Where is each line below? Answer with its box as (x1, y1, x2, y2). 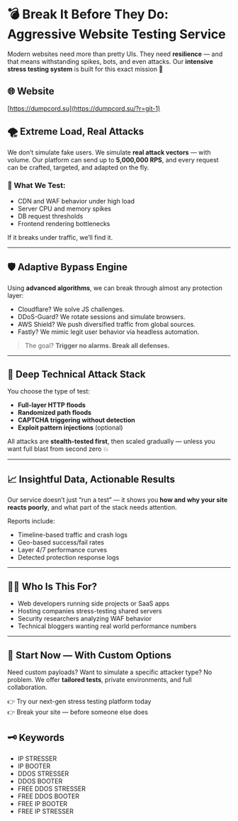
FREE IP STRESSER (17, 807, 74, 815)
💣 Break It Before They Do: (7, 6, 169, 23)
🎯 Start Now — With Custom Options (7, 649, 172, 661)
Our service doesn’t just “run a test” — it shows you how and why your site (7, 496, 228, 504)
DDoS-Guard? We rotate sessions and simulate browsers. (17, 312, 186, 320)
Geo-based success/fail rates (17, 538, 105, 547)
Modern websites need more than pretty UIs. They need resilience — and (7, 50, 223, 58)
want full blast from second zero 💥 (7, 445, 109, 453)
